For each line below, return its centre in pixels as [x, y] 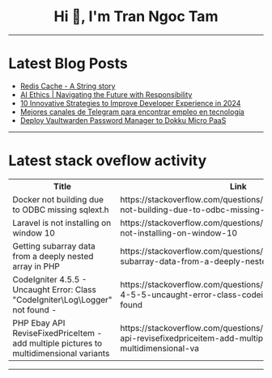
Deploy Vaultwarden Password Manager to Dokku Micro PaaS [123, 120]
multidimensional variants [61, 353]
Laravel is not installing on [62, 223]
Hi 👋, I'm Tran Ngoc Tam [136, 17]
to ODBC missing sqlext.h [61, 210]
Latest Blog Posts [68, 64]
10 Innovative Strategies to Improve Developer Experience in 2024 [130, 103]
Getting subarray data [54, 246]
